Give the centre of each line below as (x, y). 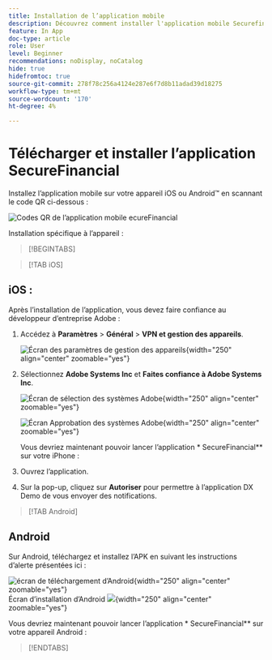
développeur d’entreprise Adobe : (64, 318)
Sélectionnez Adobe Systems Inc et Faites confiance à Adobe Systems (141, 374)
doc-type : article (39, 39)
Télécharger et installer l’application (132, 154)
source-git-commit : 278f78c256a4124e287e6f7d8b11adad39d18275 (115, 84)
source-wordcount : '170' (50, 99)
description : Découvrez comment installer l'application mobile (119, 24)
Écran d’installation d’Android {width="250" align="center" (110, 599)
